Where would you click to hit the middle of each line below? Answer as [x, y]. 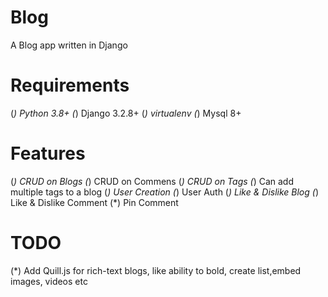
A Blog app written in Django [69, 45]
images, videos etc [49, 281]
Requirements [70, 85]
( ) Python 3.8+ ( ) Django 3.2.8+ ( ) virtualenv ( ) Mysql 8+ [126, 113]
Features [48, 153]
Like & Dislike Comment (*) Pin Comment [94, 202]
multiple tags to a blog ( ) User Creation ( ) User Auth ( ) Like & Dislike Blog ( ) [165, 192]
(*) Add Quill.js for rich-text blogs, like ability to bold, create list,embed [156, 270]
